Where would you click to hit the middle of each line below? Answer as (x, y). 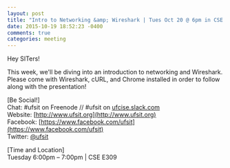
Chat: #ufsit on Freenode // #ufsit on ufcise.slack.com (84, 107)
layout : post (26, 13)
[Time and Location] (36, 150)
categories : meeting (37, 39)
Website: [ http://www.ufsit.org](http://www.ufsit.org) (82, 115)
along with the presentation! (47, 87)
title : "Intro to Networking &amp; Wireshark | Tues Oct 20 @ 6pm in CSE (115, 20)
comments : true (29, 33)
